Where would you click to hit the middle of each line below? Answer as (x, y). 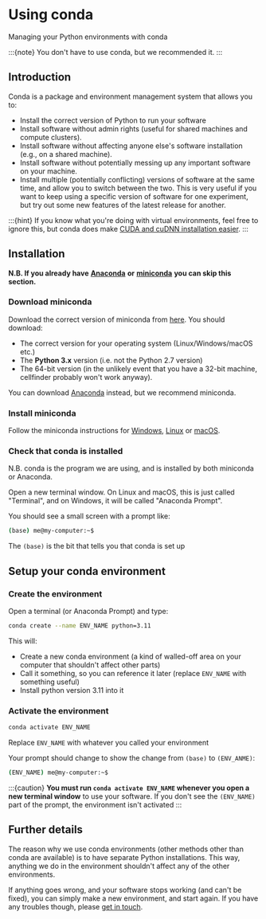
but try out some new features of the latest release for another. (123, 205)
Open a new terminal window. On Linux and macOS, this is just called (121, 492)
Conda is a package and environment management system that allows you (131, 96)
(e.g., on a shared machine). (66, 154)
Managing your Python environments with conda (88, 37)
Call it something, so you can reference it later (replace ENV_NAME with (133, 673)
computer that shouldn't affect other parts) (90, 665)
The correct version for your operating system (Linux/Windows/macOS (136, 343)
